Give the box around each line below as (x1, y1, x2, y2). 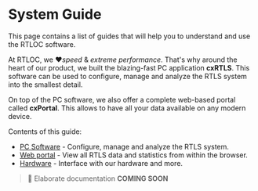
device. (8, 111, 32, 121)
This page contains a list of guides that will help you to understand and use (8, 31, 251, 41)
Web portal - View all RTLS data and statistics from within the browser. (19, 150, 249, 160)
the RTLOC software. (8, 39, 76, 49)
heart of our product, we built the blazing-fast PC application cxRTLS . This (8, 63, 250, 72)
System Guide (8, 5, 102, 23)
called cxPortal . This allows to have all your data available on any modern (8, 103, 246, 113)
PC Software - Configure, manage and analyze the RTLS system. (19, 142, 230, 151)
